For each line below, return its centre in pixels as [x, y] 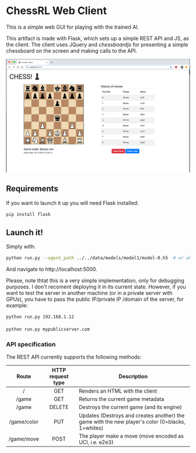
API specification [31, 344]
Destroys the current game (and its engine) [130, 407]
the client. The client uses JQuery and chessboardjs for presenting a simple [97, 44]
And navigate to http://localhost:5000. [52, 269]
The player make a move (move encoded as [131, 436]
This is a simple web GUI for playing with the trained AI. [73, 27]
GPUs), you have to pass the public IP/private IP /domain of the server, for [95, 299]
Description [133, 376]
